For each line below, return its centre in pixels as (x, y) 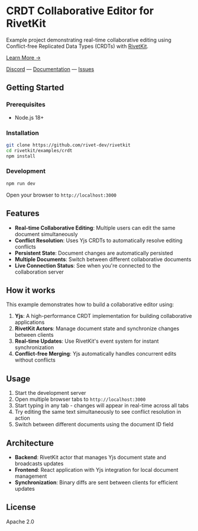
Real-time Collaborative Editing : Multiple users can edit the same (95, 228)
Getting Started (35, 88)
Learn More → (24, 57)
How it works (31, 290)
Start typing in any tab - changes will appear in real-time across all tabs (102, 406)
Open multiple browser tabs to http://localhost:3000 (80, 399)
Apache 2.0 (20, 522)
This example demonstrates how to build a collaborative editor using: (90, 305)
